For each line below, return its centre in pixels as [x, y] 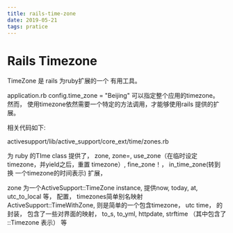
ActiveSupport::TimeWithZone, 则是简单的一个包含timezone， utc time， [111, 205]
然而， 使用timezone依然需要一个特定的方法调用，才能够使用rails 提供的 [110, 104]
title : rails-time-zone [42, 14]
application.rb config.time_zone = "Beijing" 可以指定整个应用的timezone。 [113, 96]
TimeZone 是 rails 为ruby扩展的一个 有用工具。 [74, 81]
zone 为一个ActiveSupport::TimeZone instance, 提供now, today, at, [103, 188]
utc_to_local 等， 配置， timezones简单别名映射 [75, 197]
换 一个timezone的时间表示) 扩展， [57, 173]
